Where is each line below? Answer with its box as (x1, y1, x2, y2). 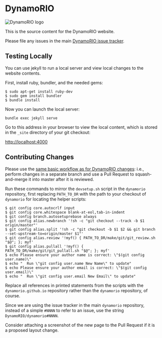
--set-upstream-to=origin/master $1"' (5, 231, 84, 236)
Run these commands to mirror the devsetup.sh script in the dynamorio (5, 186, 146, 192)
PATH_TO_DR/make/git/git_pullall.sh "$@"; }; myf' (5, 248, 110, 253)
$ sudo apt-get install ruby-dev (5, 89, 73, 94)
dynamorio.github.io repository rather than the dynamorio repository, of (5, 287, 148, 293)
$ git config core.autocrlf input (5, 205, 75, 210)
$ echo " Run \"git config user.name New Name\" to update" (5, 261, 132, 266)
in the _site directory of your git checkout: (5, 129, 91, 135)
